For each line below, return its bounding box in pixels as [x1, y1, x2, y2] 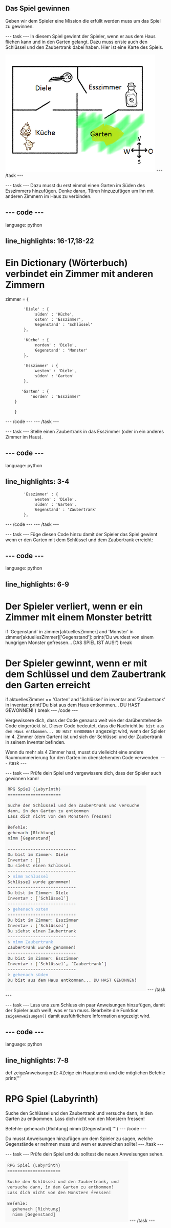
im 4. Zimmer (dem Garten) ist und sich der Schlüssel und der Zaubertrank [5, 734, 163, 740]
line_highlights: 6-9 [5, 580, 69, 589]
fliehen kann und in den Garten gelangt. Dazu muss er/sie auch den [5, 39, 147, 45]
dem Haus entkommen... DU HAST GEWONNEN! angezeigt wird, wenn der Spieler [5, 728, 166, 734]
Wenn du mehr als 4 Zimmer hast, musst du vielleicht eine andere [5, 749, 144, 755]
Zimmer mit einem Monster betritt [5, 611, 152, 623]
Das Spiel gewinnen [5, 4, 70, 13]
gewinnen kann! [5, 775, 39, 781]
